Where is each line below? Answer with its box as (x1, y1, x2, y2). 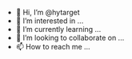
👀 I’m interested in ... (15, 16, 84, 26)
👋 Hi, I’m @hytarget (15, 8, 80, 17)
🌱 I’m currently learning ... (15, 25, 102, 33)
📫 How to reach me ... (15, 42, 90, 51)
